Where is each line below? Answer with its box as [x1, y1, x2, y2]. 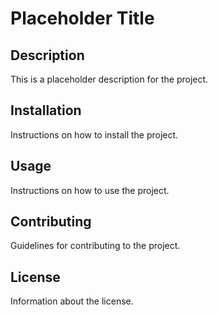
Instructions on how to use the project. [10, 184, 170, 196]
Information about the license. [10, 295, 134, 307]
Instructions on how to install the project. [10, 128, 179, 141]
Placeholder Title [10, 7, 155, 30]
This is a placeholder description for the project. [10, 73, 209, 85]
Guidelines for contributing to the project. [10, 240, 181, 252]
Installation [10, 102, 82, 119]
